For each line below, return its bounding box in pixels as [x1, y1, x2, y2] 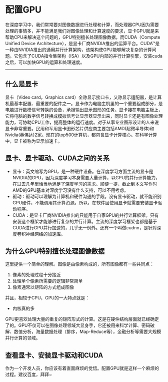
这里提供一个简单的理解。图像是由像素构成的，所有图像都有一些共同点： [5, 261, 154, 267]
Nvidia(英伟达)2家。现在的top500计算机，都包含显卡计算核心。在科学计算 [5, 132, 157, 138]
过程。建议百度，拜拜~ [5, 371, 52, 377]
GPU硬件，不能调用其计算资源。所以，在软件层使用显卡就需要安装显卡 [12, 199, 158, 205]
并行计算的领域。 [5, 335, 40, 341]
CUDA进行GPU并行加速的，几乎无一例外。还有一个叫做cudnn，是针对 [12, 224, 157, 230]
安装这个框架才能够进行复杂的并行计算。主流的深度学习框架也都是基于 [12, 218, 157, 224]
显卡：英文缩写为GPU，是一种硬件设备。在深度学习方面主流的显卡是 [12, 168, 153, 174]
